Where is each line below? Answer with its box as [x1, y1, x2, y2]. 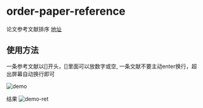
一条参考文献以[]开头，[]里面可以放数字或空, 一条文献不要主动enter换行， [6, 63, 192, 70]
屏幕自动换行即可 [11, 70, 55, 77]
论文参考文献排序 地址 [6, 25, 62, 33]
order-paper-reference [6, 4, 126, 18]
